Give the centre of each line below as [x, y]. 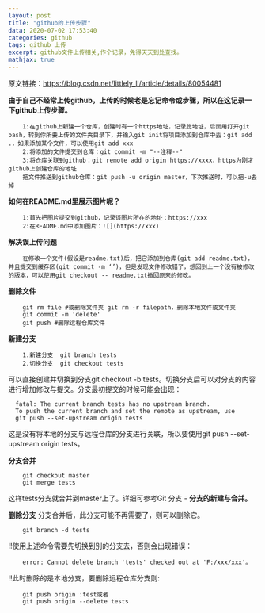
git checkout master [56, 475]
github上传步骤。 [44, 110]
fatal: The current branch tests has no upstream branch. [113, 404]
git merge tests [49, 482]
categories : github [40, 38]
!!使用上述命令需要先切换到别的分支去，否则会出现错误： [100, 546]
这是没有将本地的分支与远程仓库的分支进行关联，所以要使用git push [119, 434]
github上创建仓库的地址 [43, 169]
